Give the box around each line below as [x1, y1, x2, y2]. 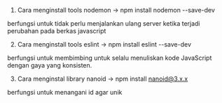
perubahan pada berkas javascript [7, 27, 106, 35]
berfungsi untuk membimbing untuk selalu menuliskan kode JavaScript [7, 54, 212, 62]
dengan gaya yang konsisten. [7, 61, 92, 69]
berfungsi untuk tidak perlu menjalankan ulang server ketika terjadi [7, 19, 200, 27]
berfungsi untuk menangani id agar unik [7, 88, 123, 96]
